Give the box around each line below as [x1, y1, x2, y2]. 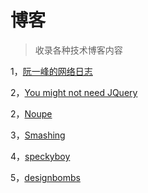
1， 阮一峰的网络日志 [10, 65, 93, 77]
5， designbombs [10, 171, 81, 183]
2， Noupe [10, 107, 53, 120]
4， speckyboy [10, 150, 71, 162]
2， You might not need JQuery [10, 86, 138, 98]
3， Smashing [10, 129, 66, 141]
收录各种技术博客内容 [34, 44, 123, 56]
